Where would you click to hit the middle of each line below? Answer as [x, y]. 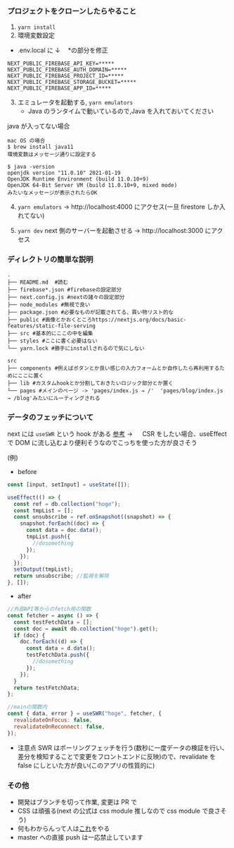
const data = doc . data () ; [64, 531]
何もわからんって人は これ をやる [64, 828]
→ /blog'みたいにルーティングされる [54, 398]
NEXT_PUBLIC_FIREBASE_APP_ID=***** [59, 89]
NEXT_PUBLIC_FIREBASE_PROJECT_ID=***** [66, 76]
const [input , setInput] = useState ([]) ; [69, 485]
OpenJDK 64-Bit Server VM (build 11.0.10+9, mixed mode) [92, 186]
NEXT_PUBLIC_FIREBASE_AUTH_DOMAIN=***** [67, 70]
